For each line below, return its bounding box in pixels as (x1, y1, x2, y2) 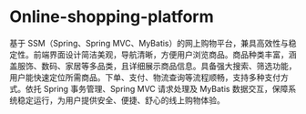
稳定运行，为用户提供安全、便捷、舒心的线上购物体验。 (16, 94, 225, 106)
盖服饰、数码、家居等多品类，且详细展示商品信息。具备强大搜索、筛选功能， (9, 60, 297, 71)
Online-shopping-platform (9, 6, 214, 27)
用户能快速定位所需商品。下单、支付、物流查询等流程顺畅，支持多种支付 (9, 71, 280, 83)
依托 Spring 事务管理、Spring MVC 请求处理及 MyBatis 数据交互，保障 (25, 83, 289, 94)
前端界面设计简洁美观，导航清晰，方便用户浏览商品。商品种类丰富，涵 (33, 48, 297, 60)
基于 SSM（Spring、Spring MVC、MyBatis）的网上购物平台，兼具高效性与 (9, 37, 289, 48)
